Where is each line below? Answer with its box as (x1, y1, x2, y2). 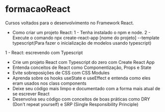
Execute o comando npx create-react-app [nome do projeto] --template (12, 35, 160, 41)
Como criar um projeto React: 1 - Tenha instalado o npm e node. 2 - (12, 29, 151, 35)
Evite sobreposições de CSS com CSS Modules (12, 69, 110, 75)
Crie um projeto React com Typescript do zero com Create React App (12, 59, 155, 65)
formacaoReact (5, 3, 71, 15)
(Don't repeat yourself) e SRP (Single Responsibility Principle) (12, 101, 139, 107)
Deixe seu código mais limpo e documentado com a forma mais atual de (12, 85, 161, 91)
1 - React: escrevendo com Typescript (5, 50, 83, 56)
